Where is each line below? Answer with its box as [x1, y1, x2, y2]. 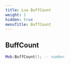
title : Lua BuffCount [5, 7, 52, 13]
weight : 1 [5, 12, 27, 17]
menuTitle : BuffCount [5, 22, 52, 27]
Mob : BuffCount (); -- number [5, 54, 65, 59]
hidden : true [5, 17, 33, 22]
